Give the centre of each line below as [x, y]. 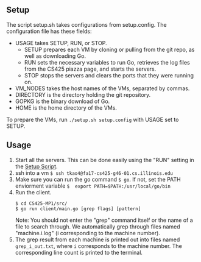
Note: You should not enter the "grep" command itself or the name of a [104, 220]
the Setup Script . [36, 166]
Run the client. [33, 192]
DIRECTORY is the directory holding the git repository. [83, 94]
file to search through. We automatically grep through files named [97, 226]
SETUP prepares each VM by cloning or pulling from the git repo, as [109, 49]
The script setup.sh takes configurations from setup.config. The [86, 24]
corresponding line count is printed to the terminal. [79, 252]
